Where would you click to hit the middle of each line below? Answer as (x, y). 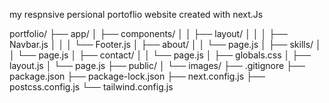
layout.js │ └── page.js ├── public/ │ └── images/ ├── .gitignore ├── (157, 65)
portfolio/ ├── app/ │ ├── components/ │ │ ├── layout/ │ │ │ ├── (148, 33)
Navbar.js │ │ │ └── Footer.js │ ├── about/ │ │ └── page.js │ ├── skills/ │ (165, 44)
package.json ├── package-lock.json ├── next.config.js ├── (137, 76)
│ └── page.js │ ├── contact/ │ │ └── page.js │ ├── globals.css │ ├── (160, 55)
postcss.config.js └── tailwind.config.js (91, 87)
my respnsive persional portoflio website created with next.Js (136, 14)
